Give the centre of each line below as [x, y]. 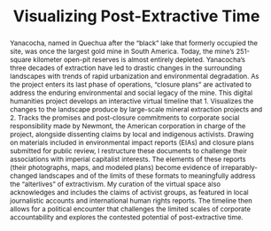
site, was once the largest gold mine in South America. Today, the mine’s [122, 51]
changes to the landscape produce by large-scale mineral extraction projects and [136, 109]
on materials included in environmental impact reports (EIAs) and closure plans [132, 142]
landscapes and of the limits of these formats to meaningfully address [147, 176]
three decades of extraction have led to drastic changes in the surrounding [126, 68]
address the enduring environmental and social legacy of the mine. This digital [131, 92]
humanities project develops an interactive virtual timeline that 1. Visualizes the [132, 100]
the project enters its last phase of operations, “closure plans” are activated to [130, 85]
